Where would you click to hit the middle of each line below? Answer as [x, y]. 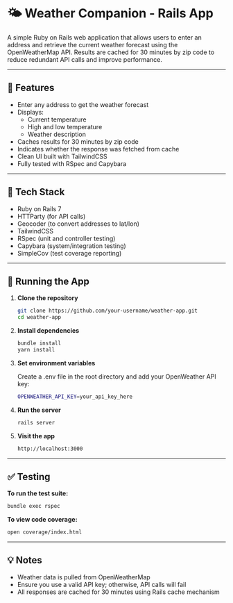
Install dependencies [48, 331]
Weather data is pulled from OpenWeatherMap [84, 577]
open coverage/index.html [44, 532]
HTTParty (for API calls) [51, 216]
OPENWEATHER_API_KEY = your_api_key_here [75, 397]
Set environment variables [56, 363]
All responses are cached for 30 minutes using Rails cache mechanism [118, 592]
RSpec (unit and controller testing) [66, 238]
